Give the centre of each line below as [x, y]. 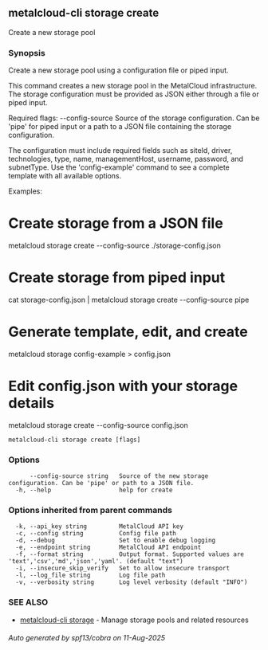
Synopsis [27, 53]
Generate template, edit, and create [128, 332]
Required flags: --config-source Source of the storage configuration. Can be [134, 118]
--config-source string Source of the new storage [119, 476]
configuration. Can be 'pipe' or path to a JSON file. [101, 484]
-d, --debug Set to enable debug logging [116, 541]
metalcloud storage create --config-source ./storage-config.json [114, 245]
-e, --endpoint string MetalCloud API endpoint [108, 548]
